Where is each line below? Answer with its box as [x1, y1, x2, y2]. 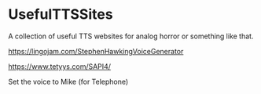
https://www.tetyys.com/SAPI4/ [8, 61, 112, 71]
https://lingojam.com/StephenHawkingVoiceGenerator [8, 46, 184, 56]
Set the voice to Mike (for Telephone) [8, 77, 129, 86]
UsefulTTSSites [8, 5, 113, 23]
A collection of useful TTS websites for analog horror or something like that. [8, 31, 254, 41]
